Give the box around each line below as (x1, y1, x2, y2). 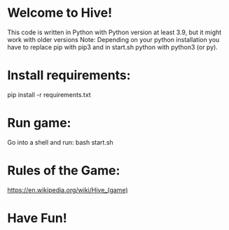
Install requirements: (7, 68, 131, 83)
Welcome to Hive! (7, 5, 113, 21)
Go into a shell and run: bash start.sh (7, 138, 113, 146)
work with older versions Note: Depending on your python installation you (7, 35, 220, 43)
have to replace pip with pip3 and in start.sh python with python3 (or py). (7, 43, 218, 51)
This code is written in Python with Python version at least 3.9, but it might (7, 28, 222, 36)
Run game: (7, 115, 71, 131)
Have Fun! (7, 210, 68, 226)
